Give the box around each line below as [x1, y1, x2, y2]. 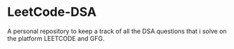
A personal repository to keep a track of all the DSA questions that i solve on [7, 27, 227, 35]
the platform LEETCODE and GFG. [7, 34, 105, 42]
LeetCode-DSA [7, 4, 96, 20]
